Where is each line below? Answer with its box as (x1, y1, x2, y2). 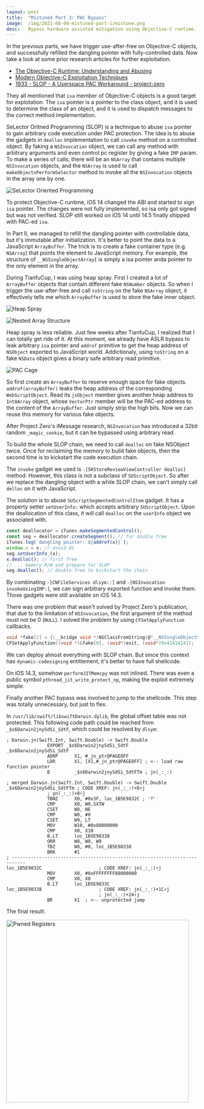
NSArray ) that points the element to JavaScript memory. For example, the (6, 249, 188, 256)
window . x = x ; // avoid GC (6, 544, 75, 551)
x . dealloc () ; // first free (6, 556, 78, 562)
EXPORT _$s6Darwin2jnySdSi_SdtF (47, 742, 129, 748)
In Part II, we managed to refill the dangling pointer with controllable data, (6, 230, 190, 238)
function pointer (6, 764, 50, 770)
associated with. (6, 516, 47, 524)
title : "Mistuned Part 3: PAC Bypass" (6, 15, 107, 21)
